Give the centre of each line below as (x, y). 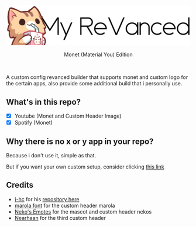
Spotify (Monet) (33, 123)
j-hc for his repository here (47, 199)
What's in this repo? (43, 102)
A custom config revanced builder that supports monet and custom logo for (97, 77)
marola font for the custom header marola (65, 205)
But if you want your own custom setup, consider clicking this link (85, 167)
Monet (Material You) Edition (98, 54)
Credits (20, 185)
